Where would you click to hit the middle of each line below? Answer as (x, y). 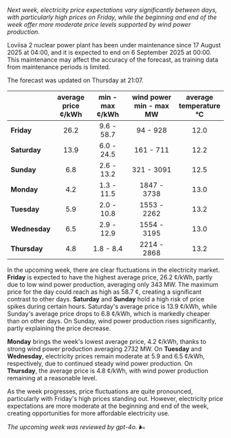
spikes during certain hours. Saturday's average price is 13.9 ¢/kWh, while (112, 306)
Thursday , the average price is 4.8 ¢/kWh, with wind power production (108, 371)
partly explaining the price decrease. (59, 328)
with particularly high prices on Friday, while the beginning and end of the (112, 17)
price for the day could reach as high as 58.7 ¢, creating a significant (104, 292)
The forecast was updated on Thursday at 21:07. (76, 80)
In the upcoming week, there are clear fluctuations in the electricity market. (113, 270)
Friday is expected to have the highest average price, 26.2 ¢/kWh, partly (110, 277)
